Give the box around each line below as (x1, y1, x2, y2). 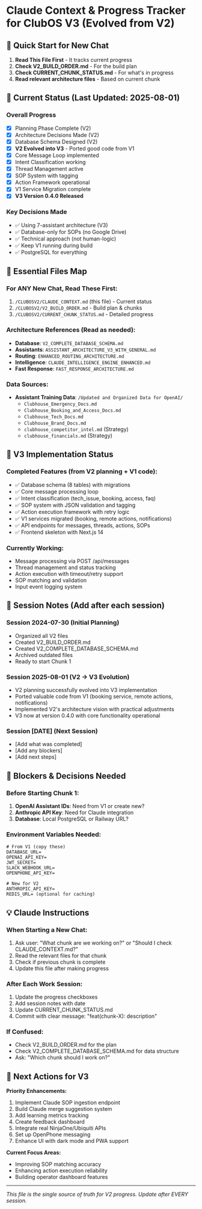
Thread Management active (14, 165, 84, 173)
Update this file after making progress (14, 964, 109, 972)
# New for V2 (6, 881, 39, 887)
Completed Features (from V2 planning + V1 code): (6, 467, 158, 476)
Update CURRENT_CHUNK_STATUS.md (14, 1006, 113, 1014)
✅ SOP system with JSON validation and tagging (14, 501, 136, 509)
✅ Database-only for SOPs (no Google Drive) (14, 228, 127, 235)
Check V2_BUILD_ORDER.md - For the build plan (14, 63, 137, 70)
